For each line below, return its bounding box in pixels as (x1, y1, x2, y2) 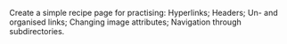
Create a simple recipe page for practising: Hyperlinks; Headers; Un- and (9, 8, 278, 18)
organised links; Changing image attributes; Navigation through (9, 17, 242, 27)
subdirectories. (9, 26, 65, 36)
